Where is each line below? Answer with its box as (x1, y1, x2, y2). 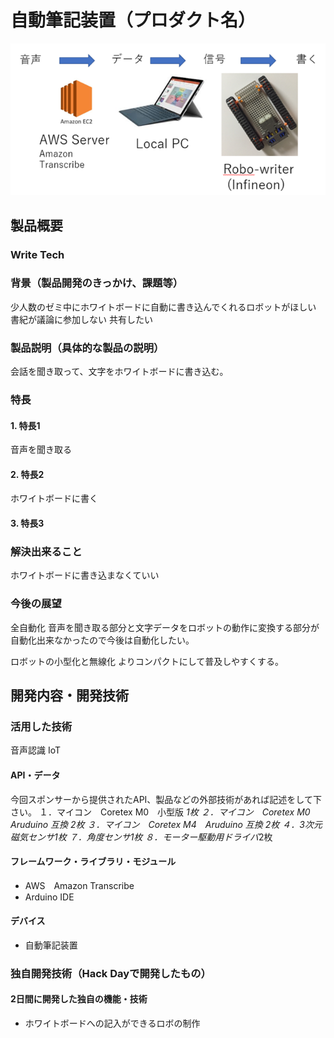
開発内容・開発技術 (10, 687, 129, 705)
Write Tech (10, 247, 65, 261)
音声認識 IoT (10, 744, 62, 756)
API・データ (10, 769, 61, 781)
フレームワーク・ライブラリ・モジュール (10, 856, 177, 868)
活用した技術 (10, 719, 73, 733)
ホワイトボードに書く (10, 492, 98, 505)
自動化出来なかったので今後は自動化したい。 (10, 634, 195, 646)
